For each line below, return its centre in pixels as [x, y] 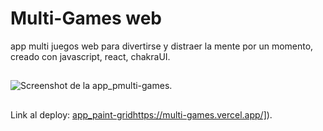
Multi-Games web [86, 18]
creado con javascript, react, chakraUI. [90, 56]
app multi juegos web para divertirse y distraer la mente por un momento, [162, 46]
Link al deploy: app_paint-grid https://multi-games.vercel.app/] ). [141, 114]
